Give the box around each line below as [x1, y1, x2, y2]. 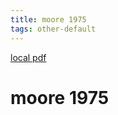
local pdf [10, 51, 47, 63]
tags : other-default [10, 24, 97, 34]
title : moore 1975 [10, 14, 87, 25]
